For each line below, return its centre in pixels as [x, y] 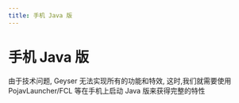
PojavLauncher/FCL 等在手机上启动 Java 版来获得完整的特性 [107, 90]
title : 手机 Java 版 [40, 15]
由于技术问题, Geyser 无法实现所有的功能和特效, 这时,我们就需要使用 [120, 81]
